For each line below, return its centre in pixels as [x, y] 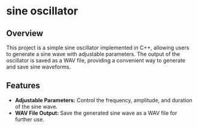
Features [23, 86]
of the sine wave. [36, 106]
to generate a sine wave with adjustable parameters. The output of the [93, 54]
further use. [29, 119]
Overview [25, 33]
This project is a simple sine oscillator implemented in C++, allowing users [98, 47]
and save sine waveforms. [38, 67]
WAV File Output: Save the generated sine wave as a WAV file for [96, 113]
